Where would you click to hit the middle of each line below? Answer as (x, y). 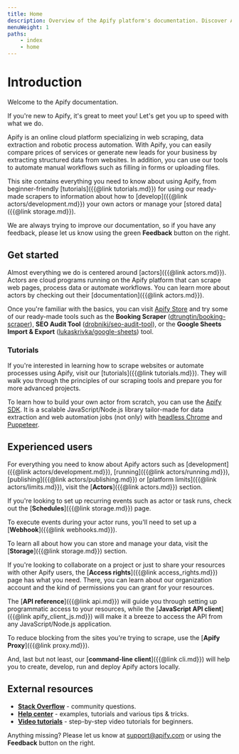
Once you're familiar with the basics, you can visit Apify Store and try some (118, 309)
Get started (33, 255)
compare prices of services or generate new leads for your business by (112, 152)
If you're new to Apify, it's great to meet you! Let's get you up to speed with (118, 115)
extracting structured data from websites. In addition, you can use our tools (118, 159)
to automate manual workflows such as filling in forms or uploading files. (114, 167)
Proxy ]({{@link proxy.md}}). (49, 645)
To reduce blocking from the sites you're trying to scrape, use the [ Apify (114, 637)
